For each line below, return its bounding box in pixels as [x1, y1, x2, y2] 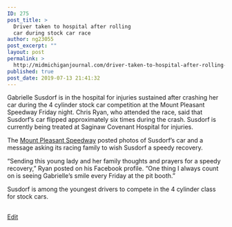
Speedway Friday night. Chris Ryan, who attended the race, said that [7, 108, 202, 116]
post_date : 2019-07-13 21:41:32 [7, 74, 100, 82]
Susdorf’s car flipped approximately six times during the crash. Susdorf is [7, 116, 216, 124]
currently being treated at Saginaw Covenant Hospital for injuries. [7, 122, 193, 131]
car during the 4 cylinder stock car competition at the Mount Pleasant [7, 101, 205, 109]
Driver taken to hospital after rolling [13, 23, 131, 30]
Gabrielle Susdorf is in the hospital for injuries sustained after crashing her [7, 93, 219, 102]
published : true [7, 68, 54, 75]
